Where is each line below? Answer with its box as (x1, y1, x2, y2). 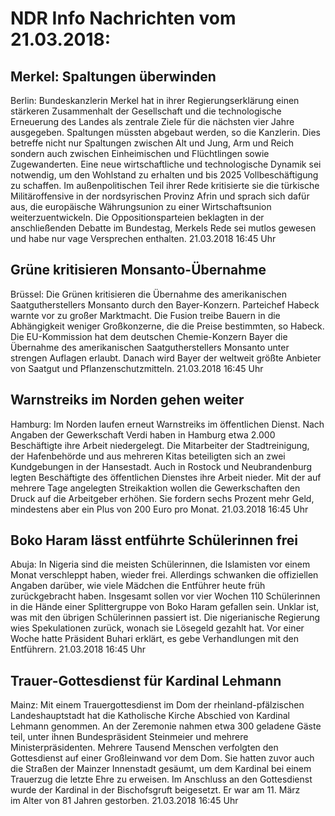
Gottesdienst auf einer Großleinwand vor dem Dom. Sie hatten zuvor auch (10, 752, 315, 764)
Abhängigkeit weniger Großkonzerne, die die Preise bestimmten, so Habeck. (10, 320, 325, 332)
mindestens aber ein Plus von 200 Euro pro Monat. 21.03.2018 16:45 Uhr (10, 503, 309, 515)
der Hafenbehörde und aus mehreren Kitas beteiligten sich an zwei (10, 450, 286, 462)
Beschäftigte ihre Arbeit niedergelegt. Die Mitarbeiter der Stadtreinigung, (10, 439, 310, 451)
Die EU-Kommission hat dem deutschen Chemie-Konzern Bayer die (10, 330, 288, 342)
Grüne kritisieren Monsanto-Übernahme (10, 262, 267, 279)
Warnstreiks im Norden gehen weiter (10, 392, 245, 409)
